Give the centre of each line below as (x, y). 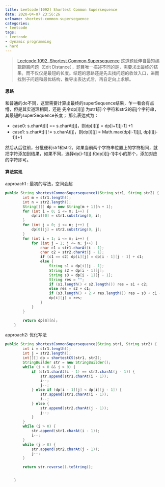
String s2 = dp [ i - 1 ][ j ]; (77, 270)
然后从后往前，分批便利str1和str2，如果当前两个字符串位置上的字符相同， (79, 147)
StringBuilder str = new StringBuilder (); (67, 362)
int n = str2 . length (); (47, 202)
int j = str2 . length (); (47, 354)
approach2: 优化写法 (26, 335)
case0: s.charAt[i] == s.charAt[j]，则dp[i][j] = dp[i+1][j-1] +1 (72, 126)
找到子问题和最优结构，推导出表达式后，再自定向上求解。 (75, 79)
